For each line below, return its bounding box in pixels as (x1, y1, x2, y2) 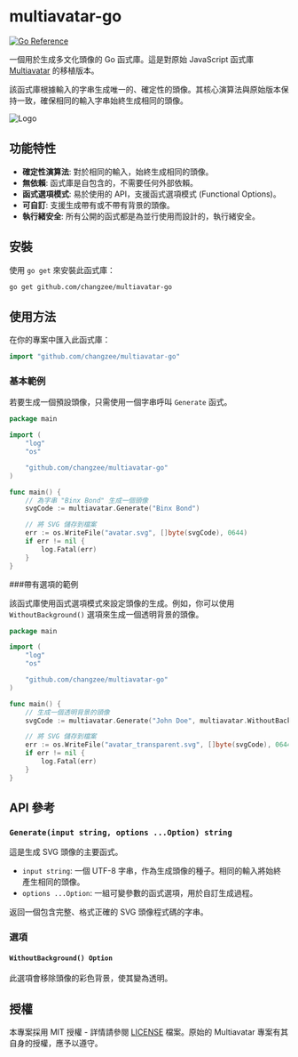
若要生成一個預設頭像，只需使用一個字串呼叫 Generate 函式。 (9, 397, 232, 407)
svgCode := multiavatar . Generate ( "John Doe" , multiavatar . (25, 716, 248, 725)
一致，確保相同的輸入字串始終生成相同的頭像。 (16, 95, 188, 106)
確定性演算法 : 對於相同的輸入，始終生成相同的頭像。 (21, 166, 214, 177)
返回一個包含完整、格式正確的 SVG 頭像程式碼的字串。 (9, 907, 208, 917)
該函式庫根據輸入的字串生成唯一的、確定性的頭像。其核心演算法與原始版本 (9, 84, 281, 94)
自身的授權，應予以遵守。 (9, 1038, 103, 1049)
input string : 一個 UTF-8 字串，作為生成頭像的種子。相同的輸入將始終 (21, 866, 282, 876)
